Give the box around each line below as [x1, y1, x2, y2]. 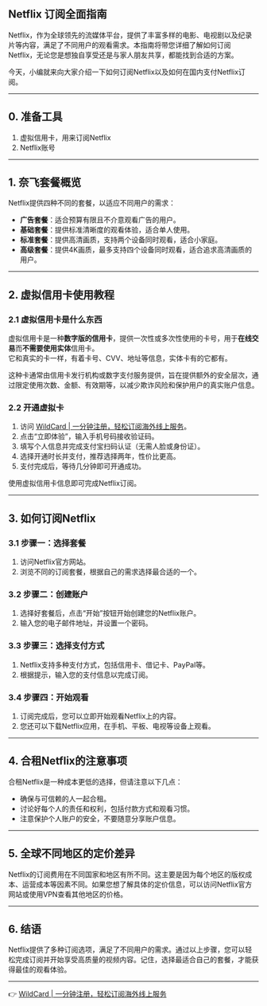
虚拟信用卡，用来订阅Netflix [19, 132, 111, 142]
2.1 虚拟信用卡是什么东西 [8, 314, 103, 325]
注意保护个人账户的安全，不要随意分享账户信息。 [19, 813, 180, 823]
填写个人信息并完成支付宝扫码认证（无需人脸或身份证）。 [19, 441, 205, 452]
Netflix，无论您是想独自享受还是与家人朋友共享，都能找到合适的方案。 [8, 50, 238, 60]
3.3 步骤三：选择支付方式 [8, 640, 105, 652]
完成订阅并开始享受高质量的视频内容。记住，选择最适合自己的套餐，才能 [14, 955, 252, 965]
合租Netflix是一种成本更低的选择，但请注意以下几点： [8, 777, 183, 786]
